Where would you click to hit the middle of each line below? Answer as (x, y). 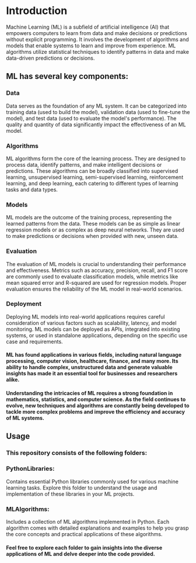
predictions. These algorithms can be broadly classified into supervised (92, 171)
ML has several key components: (67, 76)
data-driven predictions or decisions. (50, 58)
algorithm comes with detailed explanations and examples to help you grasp (97, 528)
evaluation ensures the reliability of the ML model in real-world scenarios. (94, 289)
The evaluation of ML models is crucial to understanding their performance (96, 264)
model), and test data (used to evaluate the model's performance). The (91, 118)
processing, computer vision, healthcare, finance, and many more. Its (92, 361)
